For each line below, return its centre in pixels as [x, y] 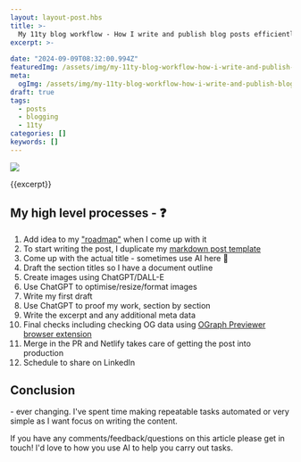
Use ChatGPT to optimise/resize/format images [110, 286]
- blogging [38, 117]
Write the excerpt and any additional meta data [109, 315]
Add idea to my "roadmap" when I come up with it [115, 239]
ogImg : [30, 84]
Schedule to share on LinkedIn [79, 362]
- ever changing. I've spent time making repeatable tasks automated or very [150, 412]
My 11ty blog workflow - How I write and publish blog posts [134, 34]
